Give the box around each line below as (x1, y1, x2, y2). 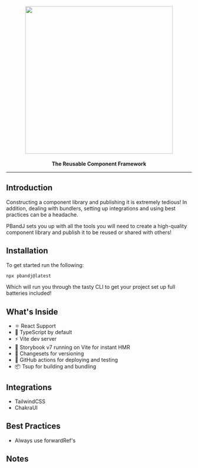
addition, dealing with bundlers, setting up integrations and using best (6, 205, 176, 212)
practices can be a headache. (6, 211, 78, 218)
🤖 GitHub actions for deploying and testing (14, 357, 118, 364)
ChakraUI (14, 404, 38, 411)
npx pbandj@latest (6, 273, 51, 279)
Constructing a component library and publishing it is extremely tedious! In (6, 198, 187, 206)
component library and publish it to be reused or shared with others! (6, 229, 172, 236)
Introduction (6, 183, 53, 193)
